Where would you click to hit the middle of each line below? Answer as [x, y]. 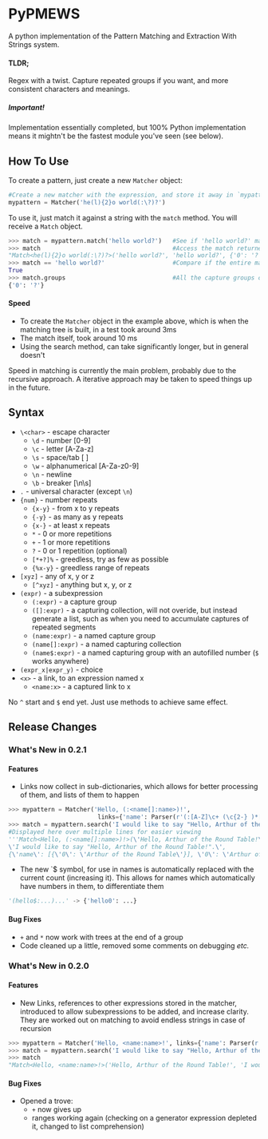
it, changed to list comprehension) [88, 1126]
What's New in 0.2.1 [47, 750]
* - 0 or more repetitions [72, 534]
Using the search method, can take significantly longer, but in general [134, 347]
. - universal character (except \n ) [76, 491]
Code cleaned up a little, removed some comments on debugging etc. [134, 945]
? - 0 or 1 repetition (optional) [79, 550]
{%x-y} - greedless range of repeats [91, 567]
